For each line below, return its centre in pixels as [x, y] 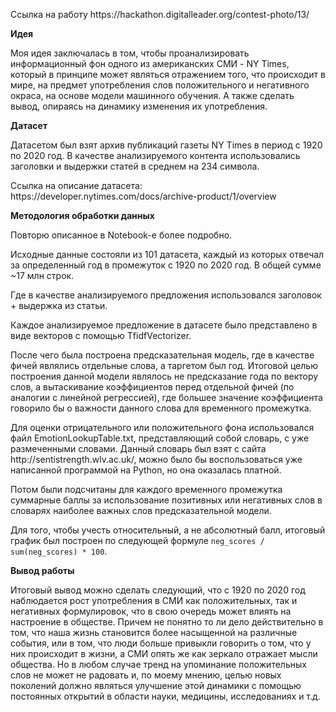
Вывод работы [42, 570]
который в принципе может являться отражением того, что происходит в [168, 74]
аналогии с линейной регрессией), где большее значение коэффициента [166, 397]
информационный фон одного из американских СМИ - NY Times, [150, 63]
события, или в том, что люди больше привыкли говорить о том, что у [161, 643]
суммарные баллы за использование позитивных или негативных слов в [166, 500]
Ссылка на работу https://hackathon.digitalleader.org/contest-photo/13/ [160, 14]
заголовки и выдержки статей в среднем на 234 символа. [135, 166]
